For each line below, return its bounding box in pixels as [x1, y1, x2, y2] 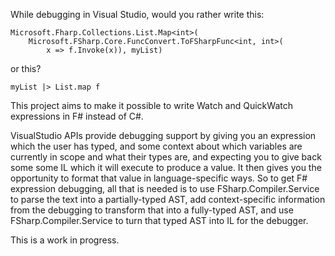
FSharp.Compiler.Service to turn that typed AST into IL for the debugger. [10, 215, 309, 226]
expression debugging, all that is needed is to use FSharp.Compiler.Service [10, 183, 320, 194]
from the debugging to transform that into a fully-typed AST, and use [10, 204, 294, 216]
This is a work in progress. [10, 234, 120, 246]
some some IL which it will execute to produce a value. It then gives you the [10, 162, 322, 173]
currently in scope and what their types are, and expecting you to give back [10, 151, 322, 163]
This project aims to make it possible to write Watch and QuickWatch [10, 100, 293, 111]
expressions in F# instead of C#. [10, 110, 144, 122]
